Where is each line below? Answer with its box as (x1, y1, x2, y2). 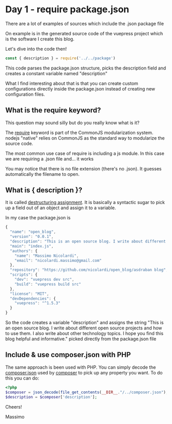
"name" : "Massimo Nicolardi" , (14, 253, 79, 258)
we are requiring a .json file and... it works (5, 155, 94, 162)
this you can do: (5, 375, 39, 381)
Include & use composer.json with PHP (5, 350, 131, 359)
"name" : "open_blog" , (10, 229, 56, 235)
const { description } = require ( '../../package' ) (5, 55, 116, 61)
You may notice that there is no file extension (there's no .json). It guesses (5, 165, 162, 172)
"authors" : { (10, 248, 38, 254)
